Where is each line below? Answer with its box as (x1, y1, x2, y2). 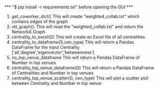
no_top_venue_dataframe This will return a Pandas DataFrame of (11, 55, 140, 60)
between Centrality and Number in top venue (11, 80, 101, 86)
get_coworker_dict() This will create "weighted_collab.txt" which (11, 14, 140, 19)
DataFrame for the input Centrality (11, 45, 80, 50)
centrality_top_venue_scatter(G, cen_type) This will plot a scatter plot (11, 75, 148, 81)
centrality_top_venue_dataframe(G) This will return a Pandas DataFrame (11, 65, 154, 71)
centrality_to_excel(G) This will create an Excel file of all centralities (11, 34, 145, 40)
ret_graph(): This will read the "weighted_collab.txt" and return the (11, 24, 144, 30)
